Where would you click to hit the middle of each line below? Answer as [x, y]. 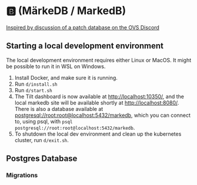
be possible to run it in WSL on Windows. [56, 66]
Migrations [22, 176]
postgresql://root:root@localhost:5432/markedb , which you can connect [103, 115]
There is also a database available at [59, 109]
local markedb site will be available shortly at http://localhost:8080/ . [97, 102]
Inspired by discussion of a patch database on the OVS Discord [83, 27]
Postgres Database [42, 159]
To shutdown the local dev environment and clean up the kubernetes [98, 134]
